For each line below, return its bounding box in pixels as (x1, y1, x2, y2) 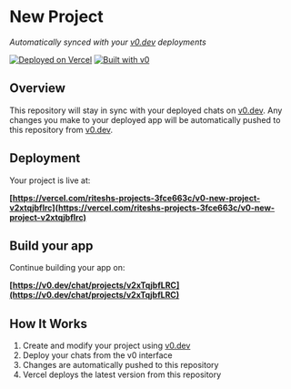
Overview (9, 80, 66, 97)
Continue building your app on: (9, 262, 125, 273)
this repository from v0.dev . (9, 124, 114, 135)
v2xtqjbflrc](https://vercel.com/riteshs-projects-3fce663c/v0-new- (9, 202, 276, 213)
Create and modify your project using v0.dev (22, 340, 191, 352)
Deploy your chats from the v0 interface (22, 350, 173, 361)
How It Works (9, 316, 88, 332)
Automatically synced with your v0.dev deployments (9, 36, 206, 47)
